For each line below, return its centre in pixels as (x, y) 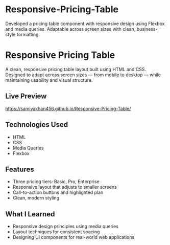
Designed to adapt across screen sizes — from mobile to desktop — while (83, 75)
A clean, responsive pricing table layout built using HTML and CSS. (76, 69)
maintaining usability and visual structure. (49, 80)
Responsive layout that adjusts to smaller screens (65, 187)
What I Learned (30, 214)
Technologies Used (37, 125)
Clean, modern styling (36, 198)
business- (147, 29)
